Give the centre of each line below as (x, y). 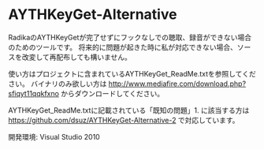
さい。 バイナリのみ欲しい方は (58, 84)
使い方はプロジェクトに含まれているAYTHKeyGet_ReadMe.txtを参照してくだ (132, 73)
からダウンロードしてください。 (112, 93)
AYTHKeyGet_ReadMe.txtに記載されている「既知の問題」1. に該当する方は (129, 110)
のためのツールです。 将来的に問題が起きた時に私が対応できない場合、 (123, 47)
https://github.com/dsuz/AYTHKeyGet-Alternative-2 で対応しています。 (124, 120)
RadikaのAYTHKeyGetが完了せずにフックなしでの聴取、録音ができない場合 (130, 37)
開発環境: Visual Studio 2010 (54, 136)
